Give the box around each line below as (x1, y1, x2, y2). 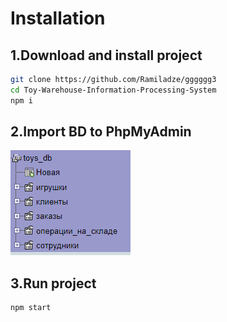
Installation (10, 7, 106, 30)
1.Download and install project (10, 47, 203, 64)
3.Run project (10, 275, 97, 292)
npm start (10, 303, 52, 313)
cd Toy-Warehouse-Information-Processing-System (10, 85, 217, 95)
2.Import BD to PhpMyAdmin (10, 123, 192, 141)
